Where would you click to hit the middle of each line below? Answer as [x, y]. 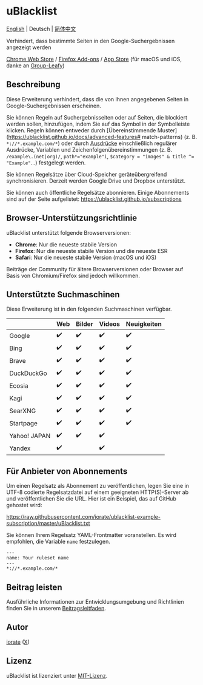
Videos [109, 324]
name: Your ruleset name [38, 558]
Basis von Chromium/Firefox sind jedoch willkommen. [73, 275]
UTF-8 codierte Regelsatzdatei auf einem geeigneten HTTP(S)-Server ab [98, 492]
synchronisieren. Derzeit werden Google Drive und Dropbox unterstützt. [96, 181]
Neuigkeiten [144, 324]
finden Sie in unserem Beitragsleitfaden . [56, 608]
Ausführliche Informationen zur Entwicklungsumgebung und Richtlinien [95, 602]
